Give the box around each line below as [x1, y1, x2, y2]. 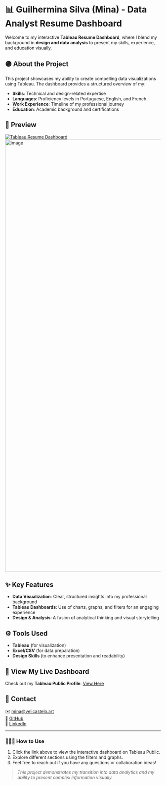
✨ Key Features [5, 580, 53, 589]
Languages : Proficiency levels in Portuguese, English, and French [12, 95, 147, 102]
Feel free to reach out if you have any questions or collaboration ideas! [12, 760, 157, 766]
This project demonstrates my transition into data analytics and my [17, 769, 155, 775]
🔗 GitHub [5, 715, 24, 721]
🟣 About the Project [5, 60, 69, 69]
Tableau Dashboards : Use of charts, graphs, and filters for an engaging [12, 604, 159, 610]
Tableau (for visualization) [12, 642, 66, 648]
